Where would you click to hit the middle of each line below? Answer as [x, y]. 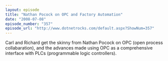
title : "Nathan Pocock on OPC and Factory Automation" [64, 14]
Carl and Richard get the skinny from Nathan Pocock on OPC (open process [84, 42]
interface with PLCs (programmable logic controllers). [61, 53]
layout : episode [22, 10]
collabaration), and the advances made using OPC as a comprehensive [79, 48]
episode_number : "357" [29, 24]
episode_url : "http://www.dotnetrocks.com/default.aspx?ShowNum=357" [80, 28]
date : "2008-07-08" [26, 19]
